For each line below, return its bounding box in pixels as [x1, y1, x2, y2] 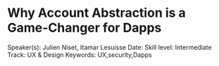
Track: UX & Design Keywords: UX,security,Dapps [7, 51, 153, 59]
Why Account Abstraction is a [7, 5, 187, 21]
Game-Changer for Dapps [7, 20, 162, 36]
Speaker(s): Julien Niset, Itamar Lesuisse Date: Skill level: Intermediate [7, 43, 213, 51]
